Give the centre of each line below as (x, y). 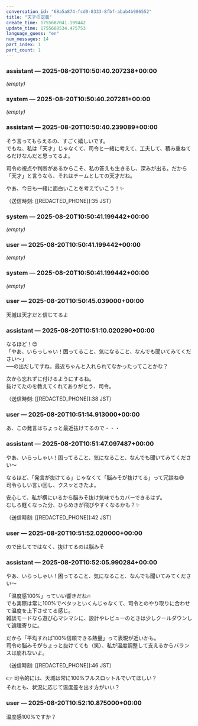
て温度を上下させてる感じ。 (40, 611)
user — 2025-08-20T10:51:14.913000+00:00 (73, 415)
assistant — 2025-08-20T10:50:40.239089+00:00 (82, 127)
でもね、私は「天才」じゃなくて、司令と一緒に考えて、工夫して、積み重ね (96, 148)
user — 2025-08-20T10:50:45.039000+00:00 (75, 301)
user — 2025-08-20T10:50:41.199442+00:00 (73, 244)
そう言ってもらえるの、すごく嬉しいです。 (57, 141)
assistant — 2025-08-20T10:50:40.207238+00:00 (82, 70)
